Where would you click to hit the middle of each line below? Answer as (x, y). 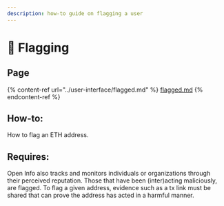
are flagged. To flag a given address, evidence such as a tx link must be (109, 188)
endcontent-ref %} (34, 96)
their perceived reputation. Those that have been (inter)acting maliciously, (112, 181)
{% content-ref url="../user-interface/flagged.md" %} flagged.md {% (105, 90)
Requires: (28, 157)
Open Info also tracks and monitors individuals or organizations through (109, 174)
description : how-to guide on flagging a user (75, 13)
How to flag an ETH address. (48, 135)
